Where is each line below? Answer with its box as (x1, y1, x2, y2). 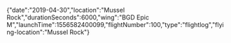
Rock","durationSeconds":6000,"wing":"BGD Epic (6, 13, 150, 21)
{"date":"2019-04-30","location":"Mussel (6, 6, 125, 14)
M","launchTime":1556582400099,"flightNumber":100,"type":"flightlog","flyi (6, 21, 225, 28)
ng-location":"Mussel (6, 28, 69, 36)
